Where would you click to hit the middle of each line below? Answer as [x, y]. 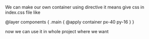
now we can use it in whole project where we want [57, 31]
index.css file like [23, 12]
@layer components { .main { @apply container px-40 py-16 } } [70, 22]
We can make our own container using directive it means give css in [75, 7]
